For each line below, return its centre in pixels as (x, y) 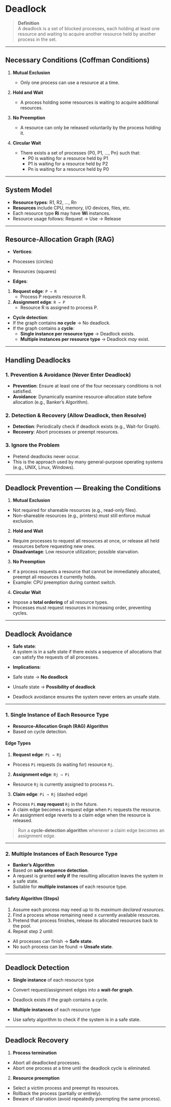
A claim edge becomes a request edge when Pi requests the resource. (87, 809)
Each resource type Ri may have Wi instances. (62, 213)
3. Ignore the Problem (33, 445)
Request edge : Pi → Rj (37, 754)
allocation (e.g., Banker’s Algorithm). (51, 402)
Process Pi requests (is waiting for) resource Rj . (63, 764)
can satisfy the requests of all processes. (56, 657)
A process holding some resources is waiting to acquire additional (89, 102)
